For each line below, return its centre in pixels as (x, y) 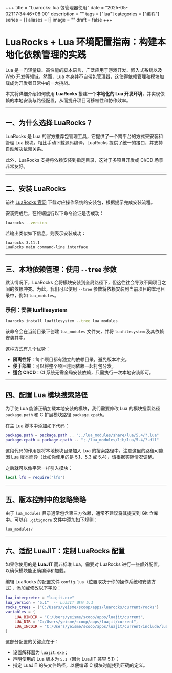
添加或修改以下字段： (39, 588)
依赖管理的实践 (55, 55)
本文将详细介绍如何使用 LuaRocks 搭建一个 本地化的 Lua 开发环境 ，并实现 (83, 93)
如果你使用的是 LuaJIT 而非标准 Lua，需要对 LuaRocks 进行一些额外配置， (84, 564)
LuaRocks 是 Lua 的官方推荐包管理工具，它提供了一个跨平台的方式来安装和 (84, 136)
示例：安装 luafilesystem (36, 310)
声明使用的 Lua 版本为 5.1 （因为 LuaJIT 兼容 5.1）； (66, 659)
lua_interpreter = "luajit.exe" (40, 598)
